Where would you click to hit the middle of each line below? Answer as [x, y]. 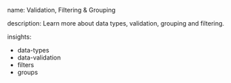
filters [26, 65]
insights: [19, 37]
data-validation [39, 57]
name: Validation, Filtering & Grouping [62, 10]
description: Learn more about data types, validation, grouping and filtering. [116, 23]
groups [27, 72]
